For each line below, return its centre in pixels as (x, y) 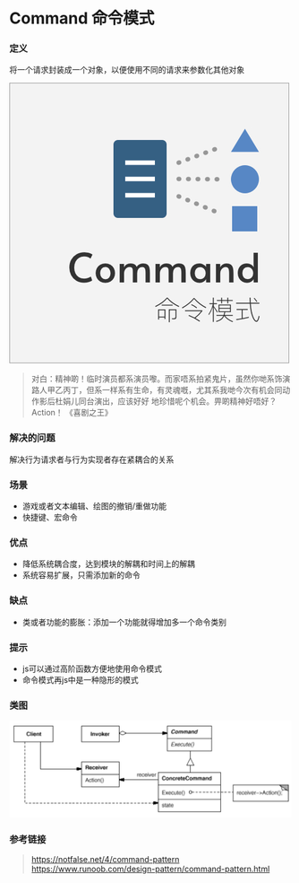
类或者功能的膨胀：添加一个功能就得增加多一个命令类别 (124, 622)
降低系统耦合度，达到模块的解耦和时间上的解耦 (108, 564)
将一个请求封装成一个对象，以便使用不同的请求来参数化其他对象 (127, 70)
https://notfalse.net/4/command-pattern (105, 859)
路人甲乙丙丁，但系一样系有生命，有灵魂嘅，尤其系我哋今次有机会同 (157, 390)
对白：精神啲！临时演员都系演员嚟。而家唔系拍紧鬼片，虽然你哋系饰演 (161, 379)
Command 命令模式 (82, 18)
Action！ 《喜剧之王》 (72, 413)
